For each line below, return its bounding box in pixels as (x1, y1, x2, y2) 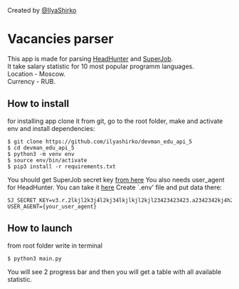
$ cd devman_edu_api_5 (7, 144, 75, 152)
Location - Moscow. (7, 69, 66, 78)
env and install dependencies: (7, 124, 95, 132)
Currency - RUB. (7, 77, 55, 85)
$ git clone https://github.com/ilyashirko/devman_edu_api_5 (7, 138, 193, 145)
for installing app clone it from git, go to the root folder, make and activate (7, 117, 223, 125)
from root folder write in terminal (7, 241, 103, 250)
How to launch (7, 222, 73, 234)
